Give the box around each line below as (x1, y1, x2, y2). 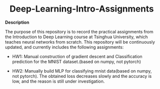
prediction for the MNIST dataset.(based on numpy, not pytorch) (12, 59, 141, 64)
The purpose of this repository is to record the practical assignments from (5, 29, 154, 34)
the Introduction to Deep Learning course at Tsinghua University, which (5, 34, 148, 40)
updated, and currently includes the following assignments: (5, 44, 124, 50)
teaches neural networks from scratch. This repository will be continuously (5, 39, 155, 44)
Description (5, 19, 30, 25)
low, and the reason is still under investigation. (12, 78, 105, 84)
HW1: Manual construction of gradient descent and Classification (12, 53, 142, 59)
